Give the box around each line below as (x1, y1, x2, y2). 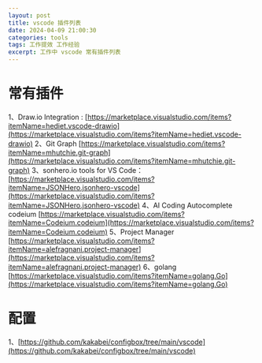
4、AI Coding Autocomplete (141, 200, 233, 210)
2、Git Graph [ (34, 139, 82, 148)
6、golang (142, 262, 177, 271)
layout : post (8, 11, 51, 20)
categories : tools (8, 33, 68, 42)
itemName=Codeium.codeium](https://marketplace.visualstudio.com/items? (8, 218, 254, 227)
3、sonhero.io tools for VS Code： (31, 165, 144, 174)
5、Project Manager (109, 226, 175, 237)
